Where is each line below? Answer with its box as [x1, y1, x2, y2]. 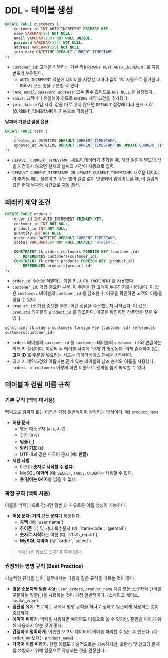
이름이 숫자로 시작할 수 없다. [19, 464, 74, 470]
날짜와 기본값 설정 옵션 [5, 119, 49, 125]
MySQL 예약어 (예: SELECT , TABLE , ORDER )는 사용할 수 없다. [19, 470, 133, 476]
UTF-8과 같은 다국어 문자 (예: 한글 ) [19, 451, 89, 457]
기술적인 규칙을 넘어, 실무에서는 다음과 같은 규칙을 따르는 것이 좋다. [5, 575, 136, 581]
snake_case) [12, 597, 38, 603]
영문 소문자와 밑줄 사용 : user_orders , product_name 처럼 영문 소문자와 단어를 [12, 586, 162, 592]
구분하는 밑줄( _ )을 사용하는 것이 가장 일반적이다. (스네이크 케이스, [12, 592, 140, 598]
